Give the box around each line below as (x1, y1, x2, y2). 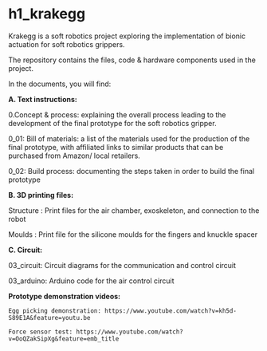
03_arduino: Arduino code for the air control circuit (8, 276, 175, 286)
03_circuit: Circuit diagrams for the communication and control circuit (8, 260, 237, 270)
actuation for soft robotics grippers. (8, 39, 125, 49)
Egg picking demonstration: (8, 306, 102, 315)
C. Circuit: (8, 245, 42, 254)
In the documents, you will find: (8, 79, 112, 89)
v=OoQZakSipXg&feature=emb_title (8, 334, 120, 343)
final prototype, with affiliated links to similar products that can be (8, 142, 224, 152)
